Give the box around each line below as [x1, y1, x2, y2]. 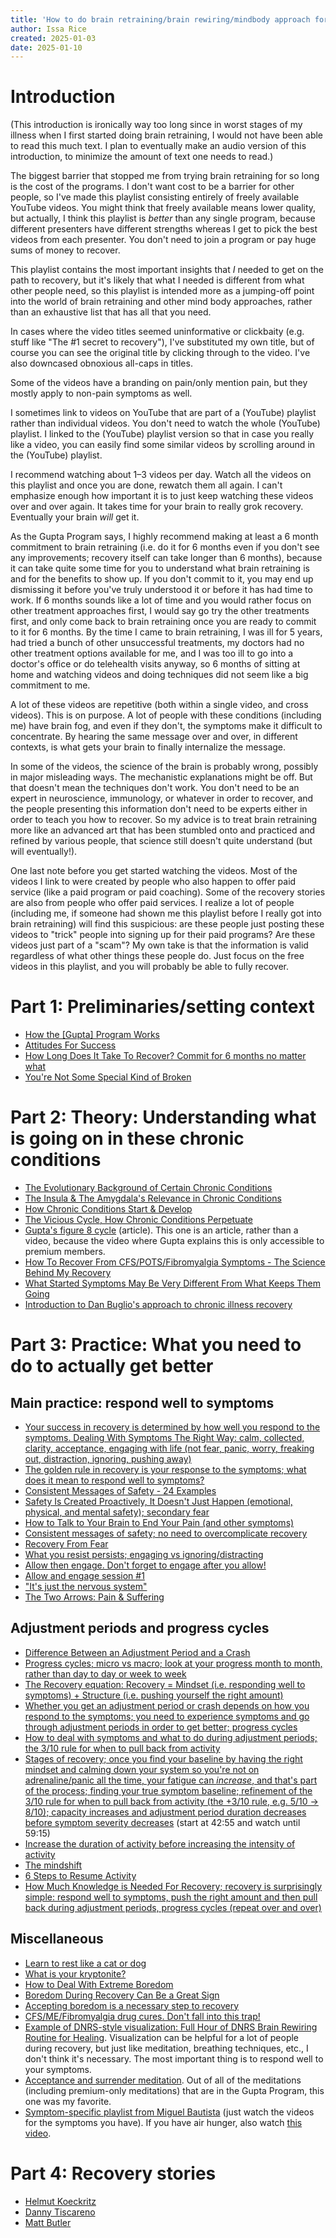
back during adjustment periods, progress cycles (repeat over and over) [24, 1901, 322, 1913]
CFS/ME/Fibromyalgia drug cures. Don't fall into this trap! [24, 2010, 261, 2022]
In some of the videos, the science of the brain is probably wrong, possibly [10, 761, 319, 773]
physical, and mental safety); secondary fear [24, 1506, 210, 1518]
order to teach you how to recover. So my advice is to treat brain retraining [10, 814, 318, 826]
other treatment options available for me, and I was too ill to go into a [10, 647, 294, 660]
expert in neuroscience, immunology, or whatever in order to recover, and [10, 792, 314, 805]
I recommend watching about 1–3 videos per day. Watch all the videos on [10, 469, 312, 481]
